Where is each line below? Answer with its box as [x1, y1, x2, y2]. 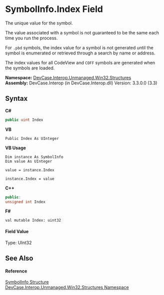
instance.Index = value [5, 176, 55, 181]
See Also [5, 254, 33, 263]
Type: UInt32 [5, 240, 32, 246]
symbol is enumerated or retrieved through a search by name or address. [5, 50, 156, 56]
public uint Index [5, 117, 43, 122]
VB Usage [5, 145, 26, 151]
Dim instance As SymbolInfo [5, 154, 64, 159]
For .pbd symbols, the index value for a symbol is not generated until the [5, 44, 154, 50]
